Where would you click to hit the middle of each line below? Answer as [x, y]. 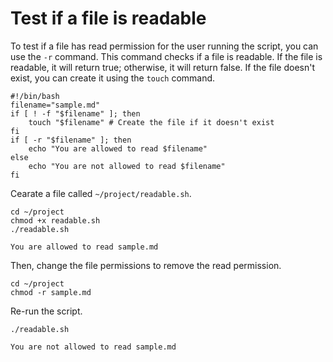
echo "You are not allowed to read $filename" [127, 166]
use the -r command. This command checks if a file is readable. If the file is [166, 56]
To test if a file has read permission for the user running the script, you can [164, 46]
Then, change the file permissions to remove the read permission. [146, 265]
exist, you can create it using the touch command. [113, 78]
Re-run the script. [46, 311]
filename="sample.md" [55, 105]
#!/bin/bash [35, 96]
